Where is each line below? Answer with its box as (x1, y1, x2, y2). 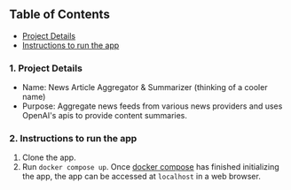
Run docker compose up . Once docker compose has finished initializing (21, 162, 279, 172)
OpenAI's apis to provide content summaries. (21, 110, 188, 121)
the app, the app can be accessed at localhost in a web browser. (21, 171, 262, 182)
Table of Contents (9, 7, 111, 22)
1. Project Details (9, 62, 83, 74)
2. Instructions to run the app (9, 133, 138, 145)
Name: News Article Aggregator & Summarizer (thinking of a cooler (21, 82, 268, 93)
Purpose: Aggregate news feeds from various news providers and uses (21, 101, 283, 111)
